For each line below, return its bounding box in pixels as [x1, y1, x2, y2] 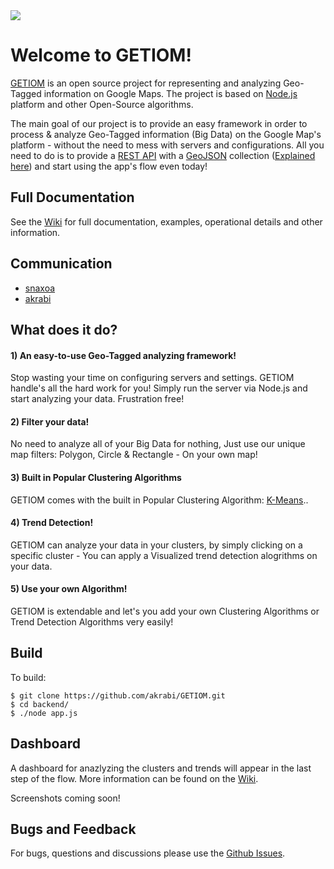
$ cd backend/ [10, 699, 70, 709]
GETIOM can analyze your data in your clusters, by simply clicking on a [10, 539, 303, 551]
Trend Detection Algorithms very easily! [10, 615, 174, 628]
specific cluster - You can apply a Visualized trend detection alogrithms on [10, 549, 318, 561]
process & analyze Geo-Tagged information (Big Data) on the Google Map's [10, 128, 322, 140]
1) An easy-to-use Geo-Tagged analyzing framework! [10, 349, 237, 361]
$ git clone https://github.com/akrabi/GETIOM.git [10, 690, 226, 701]
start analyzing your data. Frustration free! [10, 393, 185, 405]
